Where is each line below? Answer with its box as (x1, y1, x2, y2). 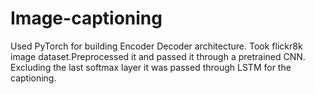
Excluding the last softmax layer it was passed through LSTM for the (10, 61, 292, 73)
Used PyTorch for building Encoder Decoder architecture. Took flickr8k (10, 40, 303, 52)
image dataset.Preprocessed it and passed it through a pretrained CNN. (10, 50, 306, 62)
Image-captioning (10, 7, 163, 30)
